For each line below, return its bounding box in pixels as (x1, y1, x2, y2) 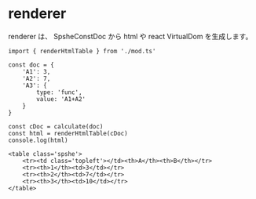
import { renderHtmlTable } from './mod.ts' (8, 47, 156, 55)
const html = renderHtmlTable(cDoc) (8, 129, 128, 137)
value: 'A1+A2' (36, 95, 86, 103)
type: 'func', (36, 88, 82, 96)
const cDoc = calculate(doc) (8, 122, 104, 130)
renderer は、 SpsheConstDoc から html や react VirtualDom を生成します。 (8, 31, 253, 41)
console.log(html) (8, 136, 68, 144)
